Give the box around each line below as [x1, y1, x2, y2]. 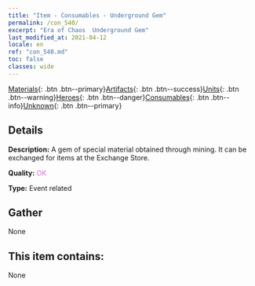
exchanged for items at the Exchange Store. [8, 152, 151, 162]
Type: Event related [8, 183, 72, 192]
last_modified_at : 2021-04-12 [8, 33, 107, 42]
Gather [8, 206, 43, 219]
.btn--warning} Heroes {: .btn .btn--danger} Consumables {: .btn [8, 92, 209, 102]
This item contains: [8, 249, 104, 263]
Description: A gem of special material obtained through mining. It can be [8, 145, 247, 154]
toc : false [8, 56, 44, 64]
